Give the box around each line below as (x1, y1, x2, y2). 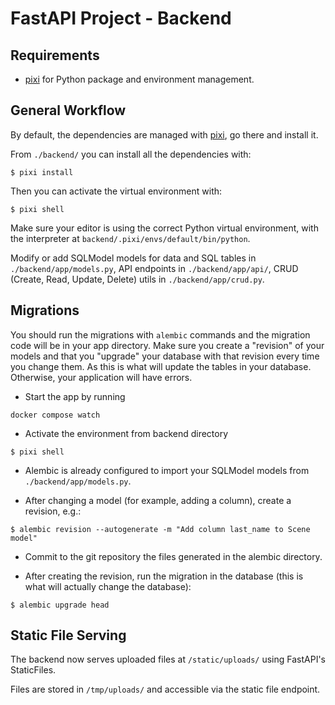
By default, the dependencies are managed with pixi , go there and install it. (10, 128, 319, 141)
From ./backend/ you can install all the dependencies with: (10, 148, 252, 160)
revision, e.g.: (24, 505, 82, 517)
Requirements (10, 47, 100, 64)
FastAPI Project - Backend (10, 7, 232, 30)
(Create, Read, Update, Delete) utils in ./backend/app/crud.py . (10, 273, 265, 285)
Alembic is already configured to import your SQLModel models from (24, 464, 310, 476)
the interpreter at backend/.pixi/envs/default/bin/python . (10, 232, 251, 244)
